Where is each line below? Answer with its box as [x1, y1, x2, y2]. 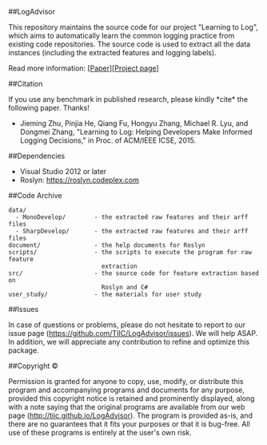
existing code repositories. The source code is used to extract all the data [8, 39, 251, 49]
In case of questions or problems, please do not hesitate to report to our [8, 320, 246, 330]
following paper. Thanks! [8, 103, 90, 112]
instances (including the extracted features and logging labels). [8, 48, 217, 57]
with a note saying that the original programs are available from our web [8, 403, 245, 411]
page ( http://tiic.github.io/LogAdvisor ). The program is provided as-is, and [8, 411, 253, 420]
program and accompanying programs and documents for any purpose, [8, 385, 245, 394]
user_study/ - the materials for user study [8, 290, 202, 298]
